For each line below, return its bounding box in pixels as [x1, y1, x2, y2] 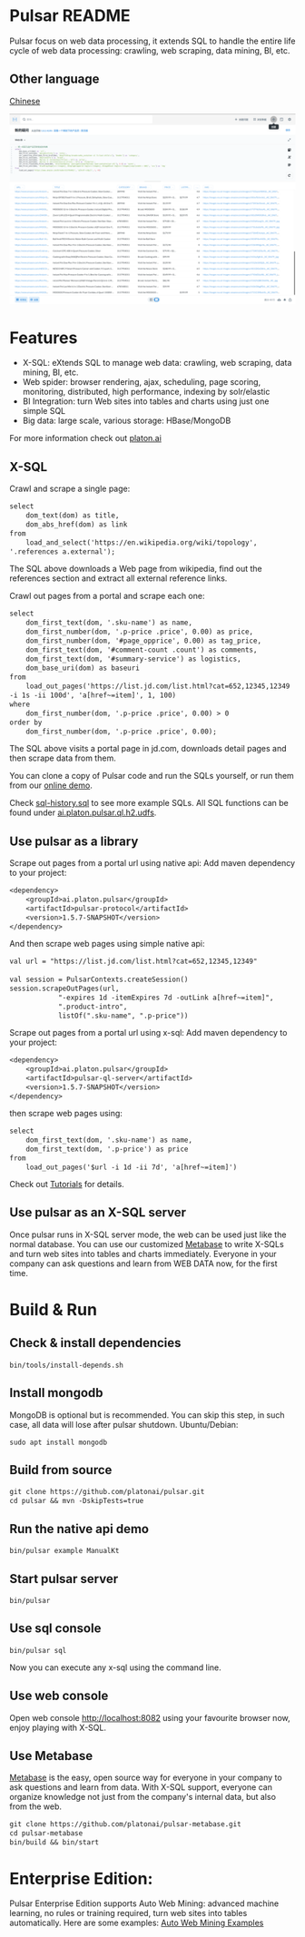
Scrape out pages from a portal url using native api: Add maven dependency [9, 857, 296, 868]
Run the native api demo [9, 1521, 150, 1537]
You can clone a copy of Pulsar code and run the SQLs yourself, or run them [9, 771, 295, 782]
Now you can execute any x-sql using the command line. [9, 1662, 222, 1673]
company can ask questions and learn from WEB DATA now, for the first [9, 1258, 279, 1269]
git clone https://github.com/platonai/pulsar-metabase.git [9, 1820, 242, 1829]
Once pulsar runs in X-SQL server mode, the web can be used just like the [9, 1229, 287, 1240]
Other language [9, 72, 100, 87]
